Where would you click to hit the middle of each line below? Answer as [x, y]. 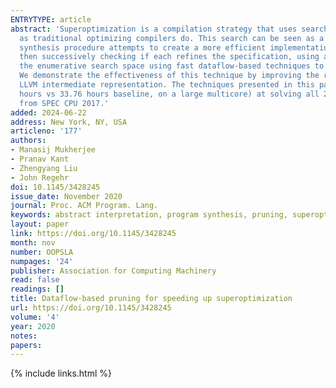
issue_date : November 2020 [66, 196]
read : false [35, 280]
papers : [26, 345]
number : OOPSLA [42, 252]
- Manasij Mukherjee [53, 150]
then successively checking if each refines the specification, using [169, 57]
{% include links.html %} [61, 373]
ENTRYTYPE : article [51, 19]
